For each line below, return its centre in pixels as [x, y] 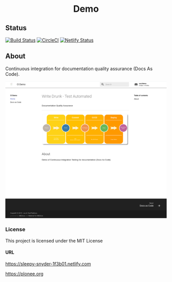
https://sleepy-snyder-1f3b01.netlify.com [48, 264]
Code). [13, 74]
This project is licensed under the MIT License [54, 240]
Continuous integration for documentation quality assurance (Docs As [79, 68]
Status [16, 28]
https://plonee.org [24, 274]
